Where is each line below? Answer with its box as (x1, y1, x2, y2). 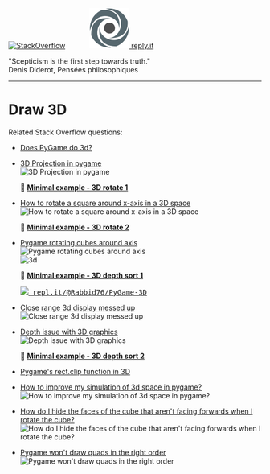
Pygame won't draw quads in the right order (19, 447, 166, 457)
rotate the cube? (19, 414, 75, 424)
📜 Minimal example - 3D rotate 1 (19, 182, 129, 192)
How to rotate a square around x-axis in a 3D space (19, 198, 191, 208)
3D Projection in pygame (19, 158, 102, 168)
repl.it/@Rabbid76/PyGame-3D (32, 287, 147, 297)
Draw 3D (8, 101, 67, 119)
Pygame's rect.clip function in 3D (19, 366, 131, 376)
